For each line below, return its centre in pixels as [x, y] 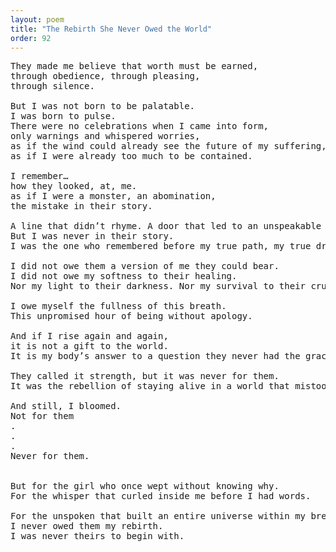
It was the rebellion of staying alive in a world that [150, 386]
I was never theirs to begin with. [97, 536]
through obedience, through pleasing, [105, 76]
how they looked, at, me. [74, 186]
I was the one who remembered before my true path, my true [161, 246]
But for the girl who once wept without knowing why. [145, 486]
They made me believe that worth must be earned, [134, 66]
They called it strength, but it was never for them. [145, 376]
